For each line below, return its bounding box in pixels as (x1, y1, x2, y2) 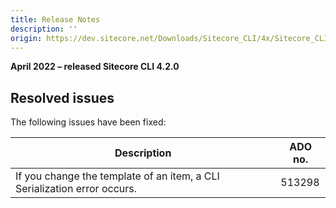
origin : (10, 33, 43, 43)
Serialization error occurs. (15, 182, 138, 196)
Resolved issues (10, 89, 115, 106)
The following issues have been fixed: (10, 116, 167, 128)
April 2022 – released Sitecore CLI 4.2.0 (10, 61, 180, 73)
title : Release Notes (10, 14, 101, 25)
